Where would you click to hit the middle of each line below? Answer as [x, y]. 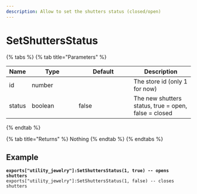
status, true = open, [160, 105]
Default [103, 71]
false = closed [153, 113]
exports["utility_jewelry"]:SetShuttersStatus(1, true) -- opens [87, 171]
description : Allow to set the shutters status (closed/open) [84, 11]
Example [22, 157]
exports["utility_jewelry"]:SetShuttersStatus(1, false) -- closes [90, 181]
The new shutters [157, 98]
